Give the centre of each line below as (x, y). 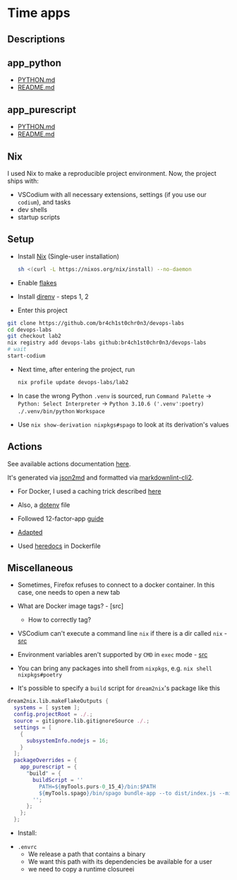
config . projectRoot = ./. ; (53, 715)
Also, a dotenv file (44, 505)
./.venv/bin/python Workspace (61, 411)
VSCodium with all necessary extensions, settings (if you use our (112, 195)
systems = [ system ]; (47, 708)
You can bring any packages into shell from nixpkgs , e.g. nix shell (115, 668)
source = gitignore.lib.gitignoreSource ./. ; (82, 721)
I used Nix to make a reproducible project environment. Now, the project (112, 174)
